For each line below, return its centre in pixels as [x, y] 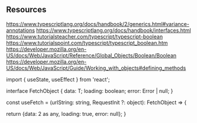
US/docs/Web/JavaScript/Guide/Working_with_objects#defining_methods [96, 68]
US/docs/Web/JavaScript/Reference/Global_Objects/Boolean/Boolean [91, 55]
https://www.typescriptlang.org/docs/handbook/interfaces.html [114, 30]
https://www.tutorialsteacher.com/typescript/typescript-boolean [85, 36]
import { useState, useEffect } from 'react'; [58, 79]
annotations [21, 30]
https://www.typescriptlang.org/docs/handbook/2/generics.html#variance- [98, 24]
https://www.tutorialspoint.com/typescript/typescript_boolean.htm [87, 43]
